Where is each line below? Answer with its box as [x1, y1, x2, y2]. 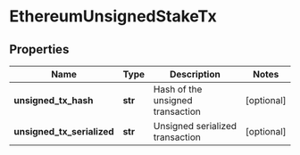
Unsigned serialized [153, 120, 237, 132]
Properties [9, 42, 70, 57]
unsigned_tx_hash [13, 94, 94, 106]
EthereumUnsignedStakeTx [9, 6, 217, 27]
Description [169, 69, 221, 80]
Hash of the [153, 83, 203, 95]
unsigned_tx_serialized [13, 126, 114, 137]
